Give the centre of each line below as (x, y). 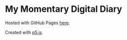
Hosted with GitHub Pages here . (38, 23)
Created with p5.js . (24, 32)
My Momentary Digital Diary (64, 9)
